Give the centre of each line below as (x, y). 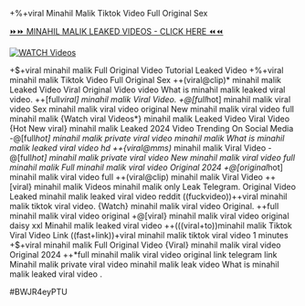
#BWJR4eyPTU (39, 292)
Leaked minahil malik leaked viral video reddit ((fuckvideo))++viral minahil (148, 196)
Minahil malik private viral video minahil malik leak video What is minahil (145, 264)
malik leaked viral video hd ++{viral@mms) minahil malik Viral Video (138, 148)
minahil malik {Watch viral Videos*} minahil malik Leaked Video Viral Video (150, 119)
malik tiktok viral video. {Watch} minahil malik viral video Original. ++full (144, 206)
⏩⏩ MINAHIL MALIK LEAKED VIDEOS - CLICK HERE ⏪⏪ (116, 32)
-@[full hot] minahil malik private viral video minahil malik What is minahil (147, 138)
